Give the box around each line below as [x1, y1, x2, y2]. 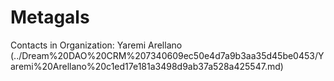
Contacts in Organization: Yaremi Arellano [10, 39, 183, 51]
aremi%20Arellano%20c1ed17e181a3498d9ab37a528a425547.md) [10, 60, 284, 72]
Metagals [10, 6, 90, 29]
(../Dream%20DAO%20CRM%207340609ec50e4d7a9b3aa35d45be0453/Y [10, 49, 325, 61]
